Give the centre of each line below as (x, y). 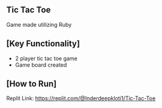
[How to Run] (32, 84)
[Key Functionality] (43, 44)
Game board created (41, 65)
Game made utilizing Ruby (39, 24)
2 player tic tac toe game (46, 58)
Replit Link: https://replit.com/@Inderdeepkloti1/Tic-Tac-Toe (81, 98)
